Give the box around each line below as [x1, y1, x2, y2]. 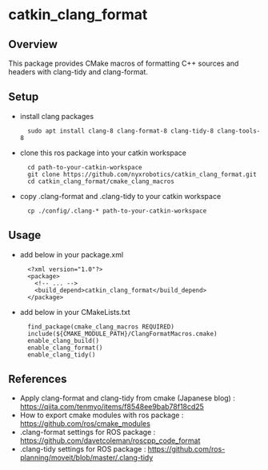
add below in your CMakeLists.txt [19, 307, 130, 317]
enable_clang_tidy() [27, 350, 96, 359]
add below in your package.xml [19, 249, 124, 259]
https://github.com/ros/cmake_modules [19, 419, 150, 428]
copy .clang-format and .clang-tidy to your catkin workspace [19, 191, 222, 201]
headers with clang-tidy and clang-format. [8, 67, 148, 77]
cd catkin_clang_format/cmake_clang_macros [27, 177, 174, 185]
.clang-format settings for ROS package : [19, 428, 156, 437]
